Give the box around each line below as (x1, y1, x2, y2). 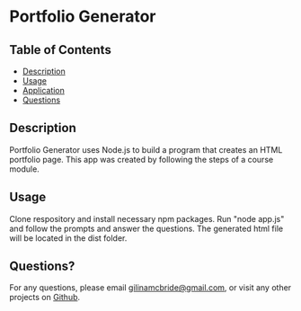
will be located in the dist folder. (9, 232, 128, 244)
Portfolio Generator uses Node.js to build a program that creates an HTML (9, 144, 283, 155)
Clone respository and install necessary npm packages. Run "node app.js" (9, 213, 285, 224)
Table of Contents (9, 42, 112, 58)
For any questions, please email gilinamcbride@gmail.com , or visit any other (9, 282, 292, 293)
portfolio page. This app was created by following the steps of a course (9, 154, 274, 164)
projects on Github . (9, 292, 81, 303)
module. (9, 164, 40, 174)
